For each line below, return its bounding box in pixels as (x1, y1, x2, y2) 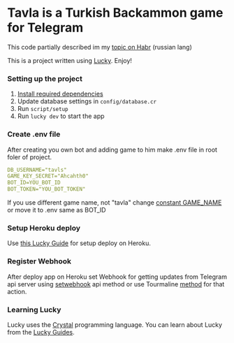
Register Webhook (7, 256, 72, 266)
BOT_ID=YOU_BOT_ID (7, 180, 61, 187)
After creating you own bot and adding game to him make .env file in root (7, 145, 218, 154)
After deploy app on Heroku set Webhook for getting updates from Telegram (7, 272, 227, 281)
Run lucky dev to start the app (17, 112, 105, 120)
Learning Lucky (7, 305, 61, 314)
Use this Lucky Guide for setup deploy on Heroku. (7, 239, 152, 247)
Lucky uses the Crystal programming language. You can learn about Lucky (7, 320, 222, 329)
